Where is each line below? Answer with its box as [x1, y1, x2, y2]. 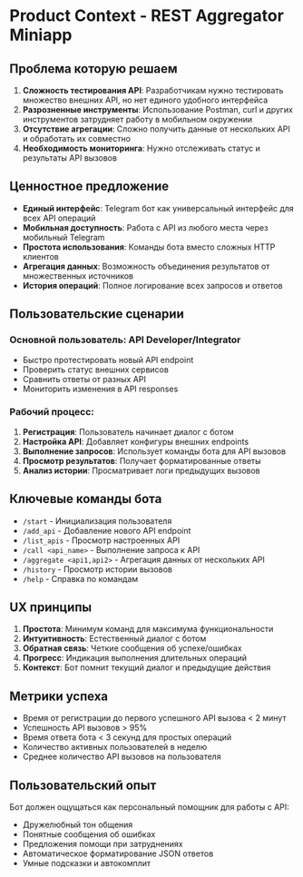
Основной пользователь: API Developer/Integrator [9, 333, 241, 346]
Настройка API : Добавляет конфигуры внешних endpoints [22, 436, 249, 447]
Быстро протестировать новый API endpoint [22, 354, 194, 365]
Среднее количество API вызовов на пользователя [22, 751, 221, 763]
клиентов [22, 251, 59, 261]
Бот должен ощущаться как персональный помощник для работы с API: [9, 802, 290, 813]
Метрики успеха [9, 688, 109, 704]
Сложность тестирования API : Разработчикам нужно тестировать [22, 85, 284, 95]
